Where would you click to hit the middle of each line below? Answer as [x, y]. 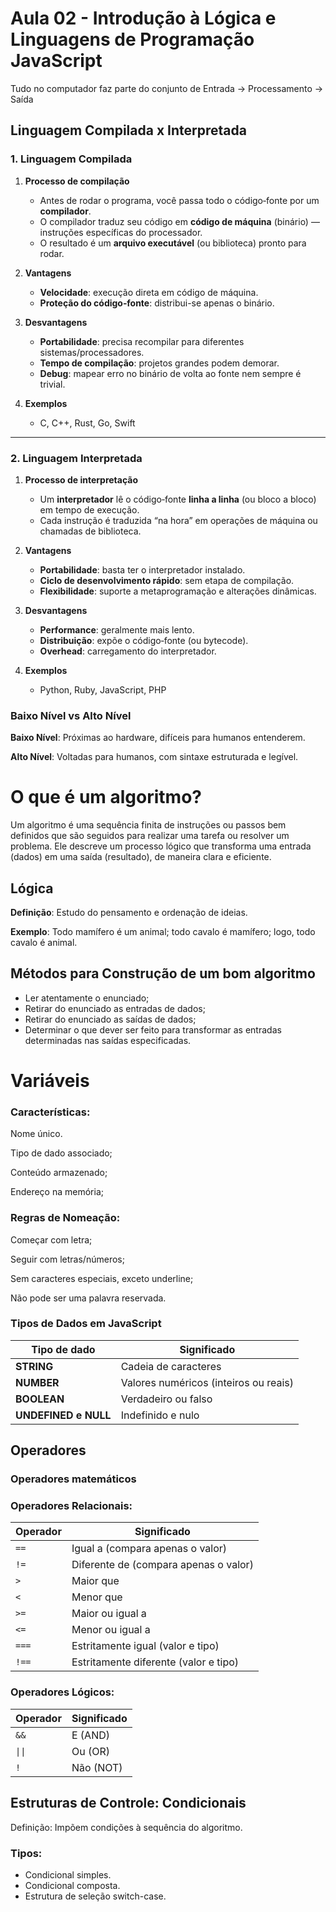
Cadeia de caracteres [171, 1366]
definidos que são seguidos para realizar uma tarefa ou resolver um [150, 836]
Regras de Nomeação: [65, 1218]
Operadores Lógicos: [62, 1692]
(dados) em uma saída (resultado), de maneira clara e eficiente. [141, 857]
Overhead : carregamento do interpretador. [128, 651]
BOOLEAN [40, 1399]
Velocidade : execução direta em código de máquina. [149, 292]
